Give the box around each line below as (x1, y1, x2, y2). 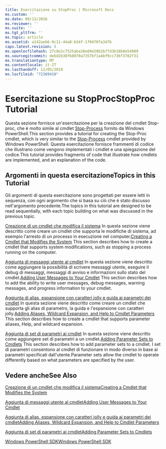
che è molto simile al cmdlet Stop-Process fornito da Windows (16, 125, 145, 131)
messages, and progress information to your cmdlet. (5, 285, 112, 291)
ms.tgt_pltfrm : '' (5, 30, 43, 35)
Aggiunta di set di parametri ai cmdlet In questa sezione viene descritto (5, 331, 151, 337)
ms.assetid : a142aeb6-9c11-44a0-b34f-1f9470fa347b (5, 40, 112, 45)
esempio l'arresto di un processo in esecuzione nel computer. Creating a (5, 233, 152, 239)
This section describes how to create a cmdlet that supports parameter (5, 316, 150, 322)
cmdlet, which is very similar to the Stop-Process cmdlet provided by (5, 136, 146, 142)
